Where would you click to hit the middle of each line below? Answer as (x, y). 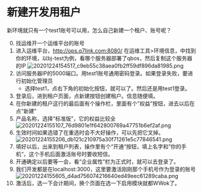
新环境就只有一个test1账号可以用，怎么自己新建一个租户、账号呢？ (89, 30)
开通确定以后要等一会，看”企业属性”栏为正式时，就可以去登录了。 (97, 161)
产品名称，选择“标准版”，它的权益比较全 (66, 118)
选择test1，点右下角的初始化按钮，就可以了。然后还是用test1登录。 (107, 88)
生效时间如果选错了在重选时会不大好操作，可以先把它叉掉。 (90, 132)
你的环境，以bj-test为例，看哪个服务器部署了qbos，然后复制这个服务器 (104, 58)
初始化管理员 (37, 81)
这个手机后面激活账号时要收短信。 (71, 154)
